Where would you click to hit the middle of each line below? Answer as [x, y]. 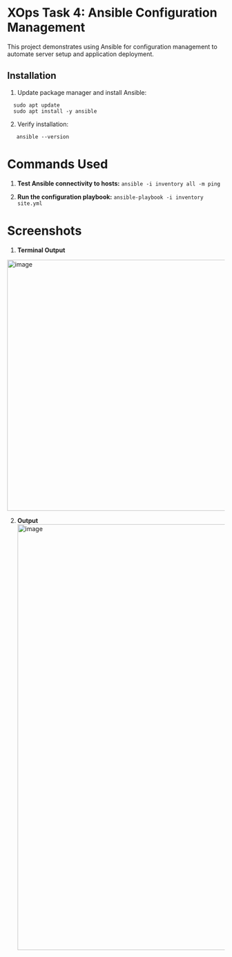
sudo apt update [37, 105]
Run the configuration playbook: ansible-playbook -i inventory [110, 197]
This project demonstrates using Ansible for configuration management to [112, 46]
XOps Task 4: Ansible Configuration [112, 13]
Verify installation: [43, 124]
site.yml [30, 203]
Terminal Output [41, 250]
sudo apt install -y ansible [55, 111]
